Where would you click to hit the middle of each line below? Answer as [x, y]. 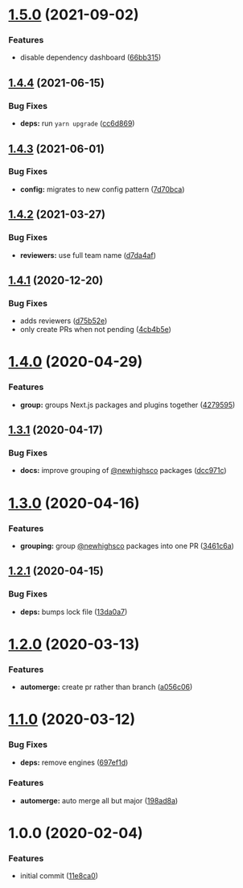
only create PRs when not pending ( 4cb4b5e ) [95, 330]
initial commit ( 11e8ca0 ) [59, 876]
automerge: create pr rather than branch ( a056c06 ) [106, 687]
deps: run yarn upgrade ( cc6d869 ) [77, 123]
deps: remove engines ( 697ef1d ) [74, 762]
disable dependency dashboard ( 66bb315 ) [91, 57]
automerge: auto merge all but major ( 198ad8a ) [99, 800]
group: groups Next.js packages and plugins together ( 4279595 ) [128, 405]
